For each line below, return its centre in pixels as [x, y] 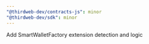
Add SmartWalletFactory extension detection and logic [74, 34]
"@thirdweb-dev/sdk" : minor [42, 17]
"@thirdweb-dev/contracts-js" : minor [54, 12]
